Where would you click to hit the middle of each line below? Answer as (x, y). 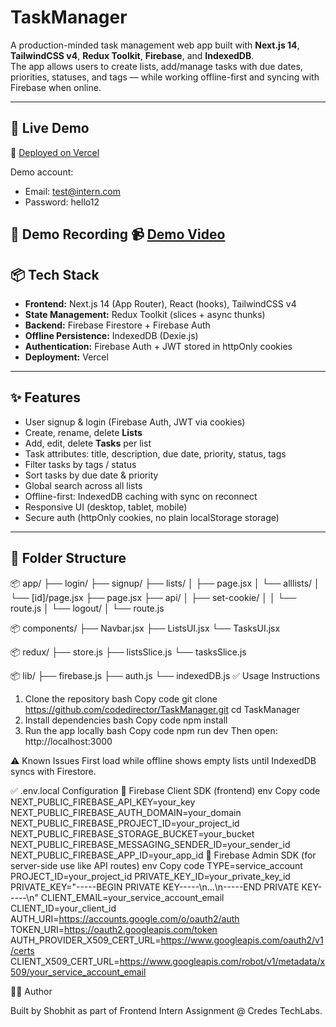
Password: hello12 (62, 202)
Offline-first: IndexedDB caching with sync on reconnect (141, 496)
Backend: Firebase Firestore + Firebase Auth (117, 325)
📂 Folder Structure (68, 558)
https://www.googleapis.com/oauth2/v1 (242, 940)
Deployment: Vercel (66, 357)
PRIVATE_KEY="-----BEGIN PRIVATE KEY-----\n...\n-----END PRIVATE (155, 887)
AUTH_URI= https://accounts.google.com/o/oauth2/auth (125, 918)
